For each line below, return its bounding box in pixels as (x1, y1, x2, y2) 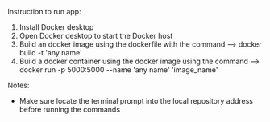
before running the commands (19, 104, 121, 114)
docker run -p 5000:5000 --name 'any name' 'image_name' (19, 65, 218, 75)
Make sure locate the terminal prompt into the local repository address (19, 96, 253, 105)
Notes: (7, 80, 30, 90)
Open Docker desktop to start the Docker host (19, 31, 173, 40)
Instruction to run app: (7, 7, 81, 16)
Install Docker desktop (19, 22, 94, 31)
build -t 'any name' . (19, 48, 86, 57)
